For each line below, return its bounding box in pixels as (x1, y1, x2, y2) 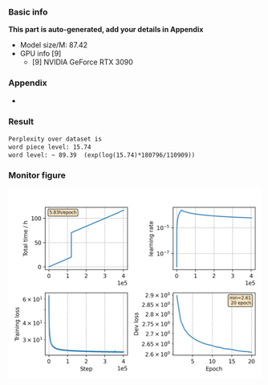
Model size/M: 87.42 (19, 40, 88, 50)
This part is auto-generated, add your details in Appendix (8, 25, 204, 35)
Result (8, 116, 35, 127)
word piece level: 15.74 (8, 143, 91, 151)
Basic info (8, 6, 48, 18)
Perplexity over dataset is (8, 135, 103, 143)
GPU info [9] (19, 49, 62, 59)
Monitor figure (8, 170, 66, 181)
